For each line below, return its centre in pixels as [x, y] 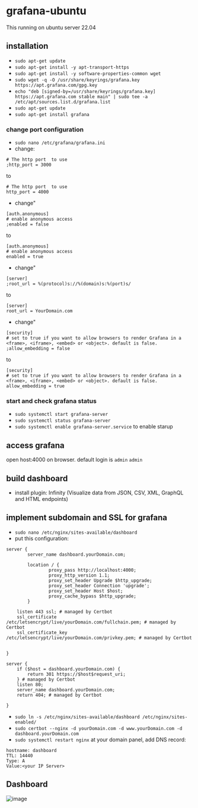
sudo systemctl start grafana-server [61, 415]
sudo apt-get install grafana [52, 114]
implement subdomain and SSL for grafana [87, 518]
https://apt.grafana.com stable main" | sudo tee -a [81, 96]
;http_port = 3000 [29, 165]
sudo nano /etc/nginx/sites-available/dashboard [76, 533]
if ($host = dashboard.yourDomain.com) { [68, 669]
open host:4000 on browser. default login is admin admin [74, 460]
